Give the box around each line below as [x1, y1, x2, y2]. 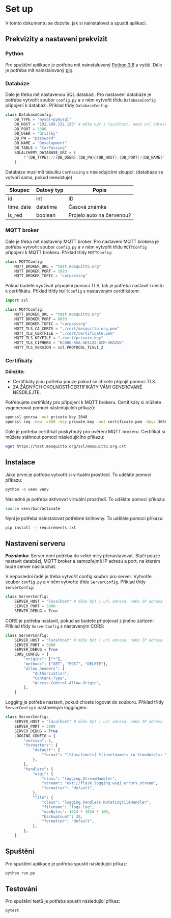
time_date [8, 203, 32, 210]
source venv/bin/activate [5, 506, 60, 511]
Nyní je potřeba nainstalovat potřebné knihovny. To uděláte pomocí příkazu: [5, 515, 164, 521]
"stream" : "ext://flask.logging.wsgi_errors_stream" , [41, 781, 158, 786]
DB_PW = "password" [14, 136, 56, 141]
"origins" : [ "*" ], [23, 657, 63, 662]
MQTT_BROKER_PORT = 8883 [14, 316, 67, 321]
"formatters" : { [23, 743, 58, 748]
